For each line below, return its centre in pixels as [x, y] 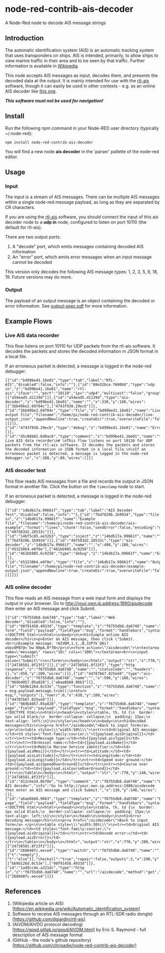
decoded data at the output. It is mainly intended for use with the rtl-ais [77, 80]
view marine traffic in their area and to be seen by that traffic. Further [75, 61]
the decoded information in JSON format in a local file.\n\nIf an [76, 450]
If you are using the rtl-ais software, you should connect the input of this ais [82, 217]
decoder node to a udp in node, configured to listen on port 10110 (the [76, 222]
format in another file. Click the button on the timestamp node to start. [75, 486]
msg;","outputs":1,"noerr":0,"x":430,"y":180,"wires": [62, 695]
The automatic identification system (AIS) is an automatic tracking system [80, 50]
